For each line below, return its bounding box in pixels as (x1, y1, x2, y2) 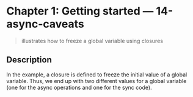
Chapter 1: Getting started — (6, 4, 154, 18)
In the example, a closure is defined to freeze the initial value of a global (6, 71, 188, 78)
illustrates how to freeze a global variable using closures (21, 37, 164, 44)
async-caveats (6, 17, 84, 31)
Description (6, 55, 52, 65)
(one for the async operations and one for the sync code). (6, 84, 152, 91)
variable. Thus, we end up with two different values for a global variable (6, 77, 187, 84)
